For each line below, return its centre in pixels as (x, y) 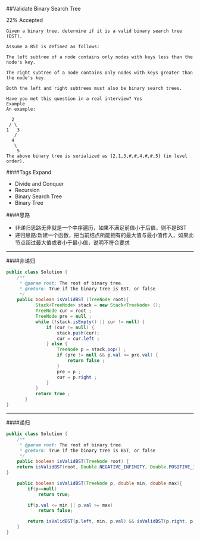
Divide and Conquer (39, 184)
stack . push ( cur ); (78, 333)
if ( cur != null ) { (70, 327)
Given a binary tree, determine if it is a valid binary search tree (94, 31)
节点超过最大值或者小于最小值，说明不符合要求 (72, 243)
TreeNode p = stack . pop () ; (92, 350)
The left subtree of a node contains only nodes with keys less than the (100, 57)
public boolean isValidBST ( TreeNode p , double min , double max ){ (100, 483)
